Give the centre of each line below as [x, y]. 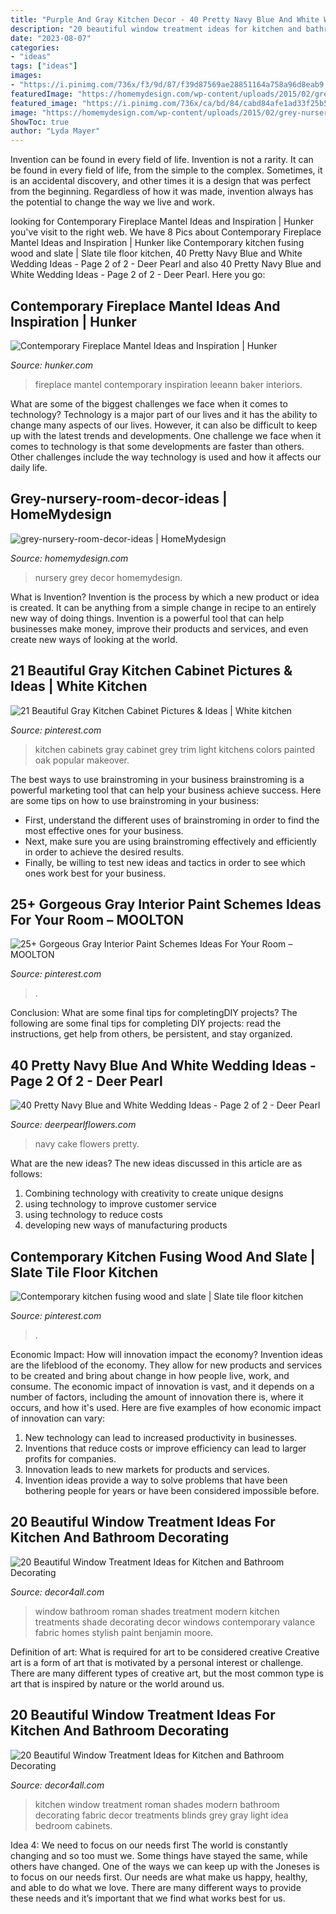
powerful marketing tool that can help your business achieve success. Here [166, 790]
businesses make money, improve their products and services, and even [159, 628]
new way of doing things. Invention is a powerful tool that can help [147, 618]
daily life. [29, 467]
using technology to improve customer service [120, 1204]
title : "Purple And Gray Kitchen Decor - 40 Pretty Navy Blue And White [165, 19]
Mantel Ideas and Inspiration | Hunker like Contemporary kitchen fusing [157, 243]
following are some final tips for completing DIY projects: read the [146, 1023]
